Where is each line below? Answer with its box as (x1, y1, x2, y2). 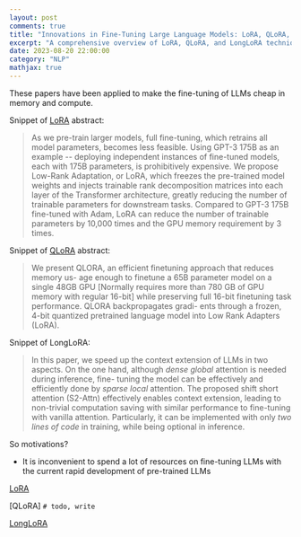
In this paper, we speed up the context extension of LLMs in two (30, 354, 269, 365)
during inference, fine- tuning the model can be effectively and (30, 374, 264, 384)
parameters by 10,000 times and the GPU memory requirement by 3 (30, 217, 282, 229)
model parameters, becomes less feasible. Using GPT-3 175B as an (30, 141, 279, 153)
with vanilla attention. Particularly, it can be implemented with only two (30, 411, 292, 422)
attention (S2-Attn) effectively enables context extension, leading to (30, 392, 282, 403)
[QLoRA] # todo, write (9, 500, 96, 511)
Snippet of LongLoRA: (9, 337, 91, 348)
